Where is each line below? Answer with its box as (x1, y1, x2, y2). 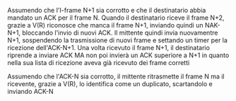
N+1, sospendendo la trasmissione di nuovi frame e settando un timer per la (7, 36, 228, 44)
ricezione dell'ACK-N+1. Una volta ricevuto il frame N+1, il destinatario (7, 44, 211, 52)
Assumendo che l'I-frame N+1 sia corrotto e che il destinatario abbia (7, 6, 206, 14)
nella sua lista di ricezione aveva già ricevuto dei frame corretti (7, 59, 190, 66)
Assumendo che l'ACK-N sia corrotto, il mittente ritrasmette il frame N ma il (7, 72, 225, 81)
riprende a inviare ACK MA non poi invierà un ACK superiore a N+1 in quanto (7, 51, 230, 59)
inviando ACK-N (7, 88, 54, 95)
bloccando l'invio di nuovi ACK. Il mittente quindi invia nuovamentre (22, 28, 218, 37)
